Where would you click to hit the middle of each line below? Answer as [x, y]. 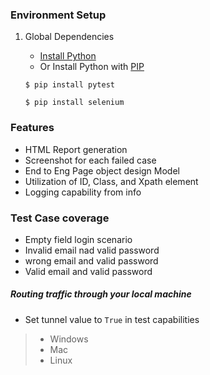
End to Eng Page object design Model [102, 170]
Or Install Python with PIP [92, 67]
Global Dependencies [69, 37]
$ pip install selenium [74, 103]
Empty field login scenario [78, 239]
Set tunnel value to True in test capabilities [112, 319]
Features [32, 128]
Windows [69, 339]
